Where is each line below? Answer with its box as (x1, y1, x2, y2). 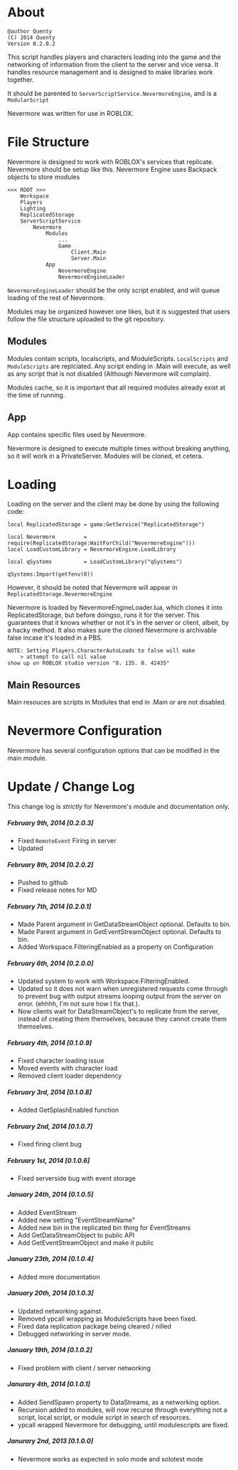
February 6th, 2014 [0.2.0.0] (7, 959, 94, 967)
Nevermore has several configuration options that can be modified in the (7, 746, 220, 755)
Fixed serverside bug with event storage (17, 1174, 136, 1182)
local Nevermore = (7, 534, 87, 541)
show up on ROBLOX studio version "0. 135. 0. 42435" (7, 660, 171, 667)
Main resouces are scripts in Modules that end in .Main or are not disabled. (7, 698, 227, 707)
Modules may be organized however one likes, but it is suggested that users (7, 307, 231, 316)
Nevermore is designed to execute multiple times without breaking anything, (7, 444, 231, 452)
